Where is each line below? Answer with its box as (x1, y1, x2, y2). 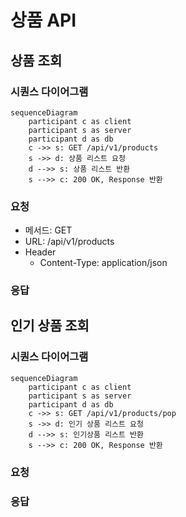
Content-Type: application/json (39, 257, 168, 269)
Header (24, 246, 57, 258)
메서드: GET (24, 224, 73, 236)
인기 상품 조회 (10, 317, 90, 335)
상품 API (10, 9, 77, 32)
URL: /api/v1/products (24, 236, 115, 248)
